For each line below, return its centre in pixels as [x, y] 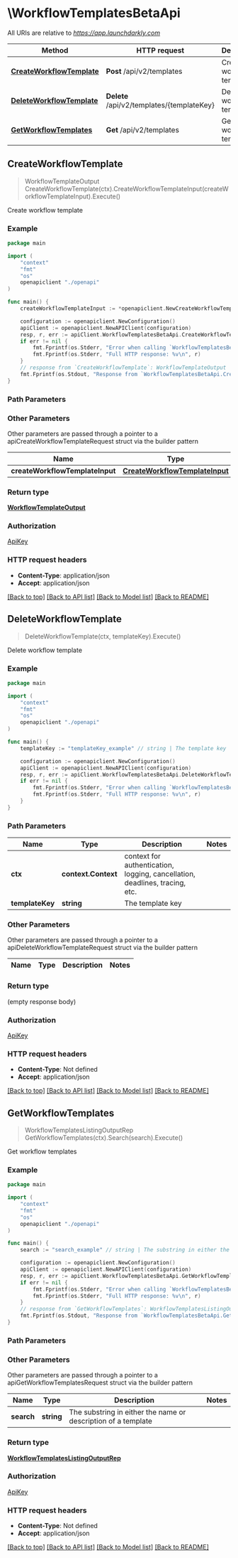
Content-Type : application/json [63, 575]
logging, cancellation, [160, 874]
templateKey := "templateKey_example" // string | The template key [123, 748]
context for [143, 856]
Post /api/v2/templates [144, 71]
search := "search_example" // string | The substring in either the [125, 1250]
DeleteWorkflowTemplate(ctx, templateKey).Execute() [103, 636]
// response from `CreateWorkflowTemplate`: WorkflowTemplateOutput [123, 368]
